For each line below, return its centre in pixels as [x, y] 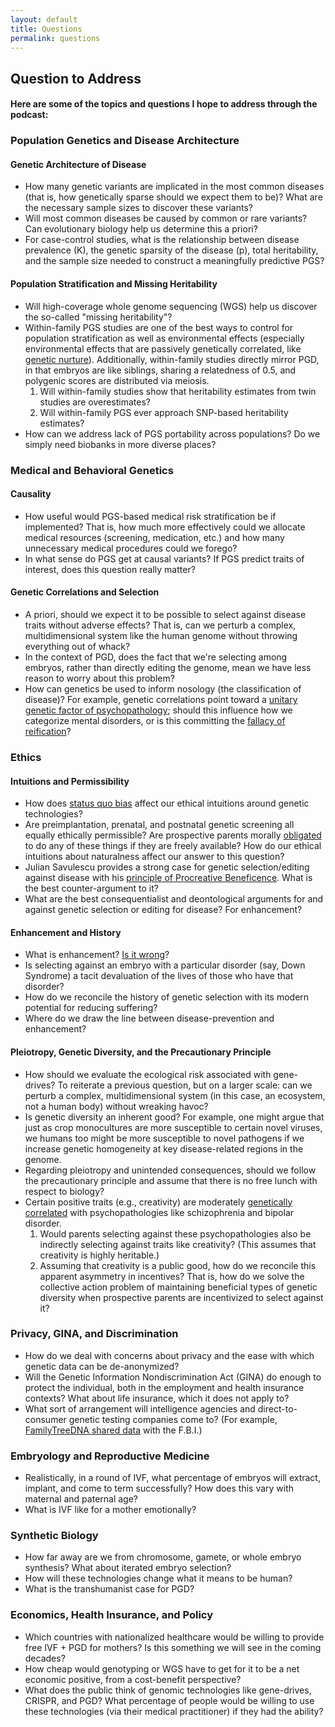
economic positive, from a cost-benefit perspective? [133, 1679]
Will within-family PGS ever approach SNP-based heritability [164, 412]
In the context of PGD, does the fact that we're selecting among [156, 657]
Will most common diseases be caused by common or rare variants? [166, 218]
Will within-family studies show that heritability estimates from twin [178, 391]
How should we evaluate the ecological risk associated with [148, 1074]
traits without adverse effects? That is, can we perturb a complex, [160, 625]
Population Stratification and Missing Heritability [114, 284]
